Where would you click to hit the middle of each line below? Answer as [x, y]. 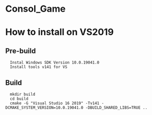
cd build [19, 99]
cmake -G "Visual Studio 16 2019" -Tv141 [55, 103]
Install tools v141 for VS [39, 67]
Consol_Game [35, 9]
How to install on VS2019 [60, 32]
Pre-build [20, 51]
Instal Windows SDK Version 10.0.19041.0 [55, 63]
